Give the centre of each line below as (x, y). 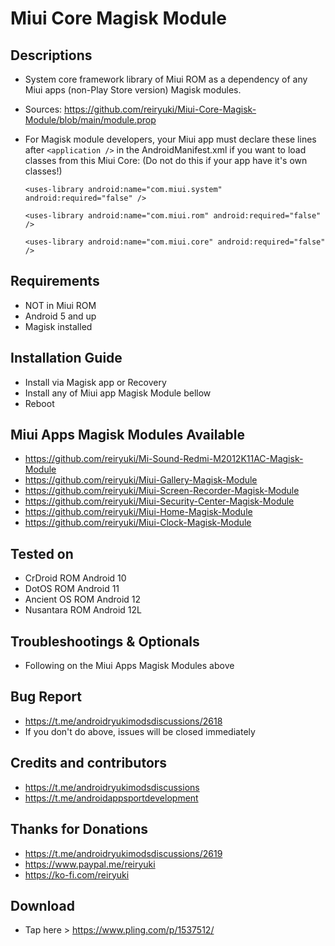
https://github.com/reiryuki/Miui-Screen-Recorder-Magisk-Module (162, 491)
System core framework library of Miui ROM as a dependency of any (166, 79)
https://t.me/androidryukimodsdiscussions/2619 (123, 853)
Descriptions (51, 55)
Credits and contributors (89, 763)
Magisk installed (58, 326)
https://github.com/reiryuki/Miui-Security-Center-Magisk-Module (159, 501)
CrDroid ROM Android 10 (75, 578)
